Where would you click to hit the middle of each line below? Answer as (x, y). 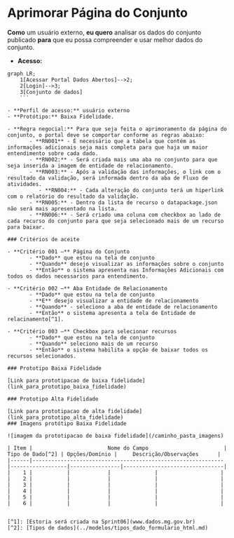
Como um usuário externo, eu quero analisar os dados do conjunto (104, 32)
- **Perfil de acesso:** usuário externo (69, 110)
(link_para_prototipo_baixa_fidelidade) (67, 386)
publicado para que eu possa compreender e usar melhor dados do (105, 39)
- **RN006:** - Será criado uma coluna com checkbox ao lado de (125, 215)
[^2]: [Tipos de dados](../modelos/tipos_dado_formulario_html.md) (108, 527)
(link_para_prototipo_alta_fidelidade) (66, 417)
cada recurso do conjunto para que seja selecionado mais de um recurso (116, 221)
